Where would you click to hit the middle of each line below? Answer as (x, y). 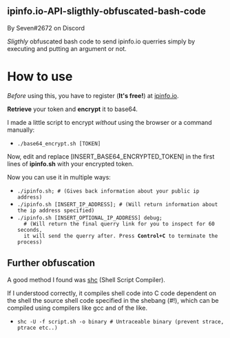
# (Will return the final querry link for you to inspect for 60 (119, 223)
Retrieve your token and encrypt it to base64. (72, 109)
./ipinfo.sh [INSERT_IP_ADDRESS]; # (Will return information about (117, 204)
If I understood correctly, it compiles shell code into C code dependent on (112, 293)
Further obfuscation (51, 263)
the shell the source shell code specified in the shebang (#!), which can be (113, 300)
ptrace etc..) (37, 328)
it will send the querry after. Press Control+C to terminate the (121, 236)
